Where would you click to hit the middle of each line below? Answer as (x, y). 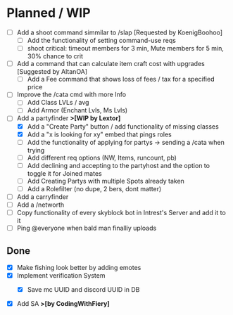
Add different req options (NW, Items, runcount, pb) (102, 157)
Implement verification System (61, 276)
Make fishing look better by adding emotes (79, 268)
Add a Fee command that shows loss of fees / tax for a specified (121, 79)
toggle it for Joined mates (65, 173)
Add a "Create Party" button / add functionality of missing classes (123, 126)
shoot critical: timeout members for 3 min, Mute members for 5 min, (126, 49)
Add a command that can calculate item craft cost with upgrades (111, 64)
